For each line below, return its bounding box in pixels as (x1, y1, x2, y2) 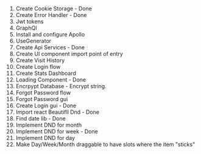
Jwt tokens (15, 18, 44, 25)
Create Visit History (15, 57, 65, 64)
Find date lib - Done (15, 114, 66, 122)
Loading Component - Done (15, 75, 86, 83)
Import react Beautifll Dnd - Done (15, 108, 100, 116)
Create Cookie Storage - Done (15, 5, 92, 12)
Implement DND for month (15, 121, 82, 128)
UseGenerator (15, 37, 52, 44)
